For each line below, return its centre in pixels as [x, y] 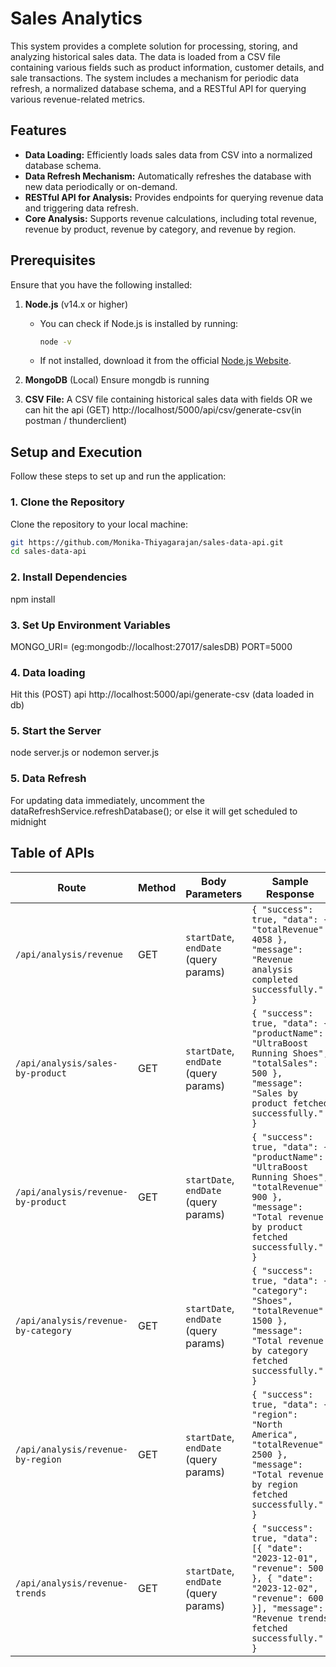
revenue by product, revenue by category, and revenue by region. [160, 229]
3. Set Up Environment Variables [90, 625]
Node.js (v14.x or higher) [76, 304]
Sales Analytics [76, 18]
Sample [290, 881]
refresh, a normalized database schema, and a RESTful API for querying [158, 88]
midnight [28, 821]
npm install [33, 599]
